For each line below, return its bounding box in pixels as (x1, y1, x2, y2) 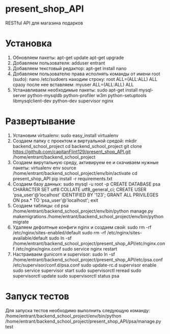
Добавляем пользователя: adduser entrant (12, 59, 105, 66)
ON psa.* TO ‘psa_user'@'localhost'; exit (12, 197, 98, 203)
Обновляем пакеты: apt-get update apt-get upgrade (12, 54, 124, 60)
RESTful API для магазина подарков (5, 20, 83, 26)
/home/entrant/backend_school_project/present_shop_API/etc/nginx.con (12, 240, 165, 247)
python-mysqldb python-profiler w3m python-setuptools (27, 92, 147, 98)
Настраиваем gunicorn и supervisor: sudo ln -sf (12, 251, 116, 257)
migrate (12, 219, 29, 225)
